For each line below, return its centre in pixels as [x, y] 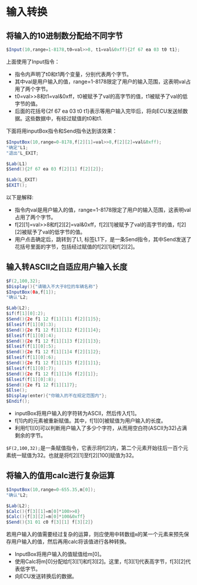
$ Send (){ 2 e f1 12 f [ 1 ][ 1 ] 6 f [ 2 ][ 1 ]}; [52, 374]
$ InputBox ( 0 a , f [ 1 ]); [31, 292]
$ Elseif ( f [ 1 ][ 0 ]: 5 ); [31, 346]
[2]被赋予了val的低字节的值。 [50, 232]
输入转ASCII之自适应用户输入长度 [67, 267]
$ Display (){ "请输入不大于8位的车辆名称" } [52, 287]
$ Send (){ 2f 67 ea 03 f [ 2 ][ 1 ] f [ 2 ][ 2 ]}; [55, 169]
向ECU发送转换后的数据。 [46, 576]
